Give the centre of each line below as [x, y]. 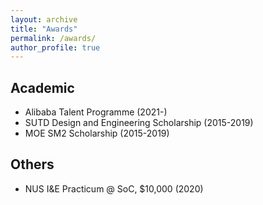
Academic [42, 87]
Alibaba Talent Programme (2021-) [96, 112]
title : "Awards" [44, 29]
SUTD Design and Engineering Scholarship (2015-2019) [139, 123]
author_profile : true [55, 47]
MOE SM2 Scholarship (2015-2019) [97, 133]
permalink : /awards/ [53, 38]
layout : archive [44, 19]
